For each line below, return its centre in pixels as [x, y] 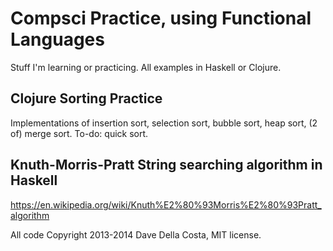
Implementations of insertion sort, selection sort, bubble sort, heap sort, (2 [164, 123]
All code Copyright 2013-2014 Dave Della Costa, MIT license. [136, 234]
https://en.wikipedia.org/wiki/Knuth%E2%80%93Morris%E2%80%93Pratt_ [166, 204]
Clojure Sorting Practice [86, 98]
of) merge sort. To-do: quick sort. [79, 133]
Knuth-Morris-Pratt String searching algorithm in [166, 165]
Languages [57, 39]
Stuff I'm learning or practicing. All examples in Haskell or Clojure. [146, 67]
